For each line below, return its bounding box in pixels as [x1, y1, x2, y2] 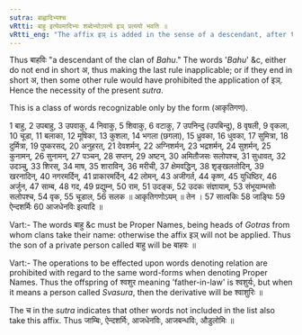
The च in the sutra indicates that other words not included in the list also [9, 305, 276, 316]
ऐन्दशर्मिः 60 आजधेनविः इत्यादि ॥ [9, 202, 103, 213]
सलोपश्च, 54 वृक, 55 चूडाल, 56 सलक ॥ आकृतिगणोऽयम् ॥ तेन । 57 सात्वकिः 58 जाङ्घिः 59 [9, 191, 286, 203]
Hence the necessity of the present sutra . [9, 85, 164, 95]
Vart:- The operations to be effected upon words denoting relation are [9, 258, 268, 268]
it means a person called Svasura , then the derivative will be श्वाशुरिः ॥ [9, 287, 263, 298]
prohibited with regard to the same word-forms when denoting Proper [9, 267, 268, 278]
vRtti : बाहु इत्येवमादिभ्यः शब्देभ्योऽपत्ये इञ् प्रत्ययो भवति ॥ [9, 22, 168, 31]
